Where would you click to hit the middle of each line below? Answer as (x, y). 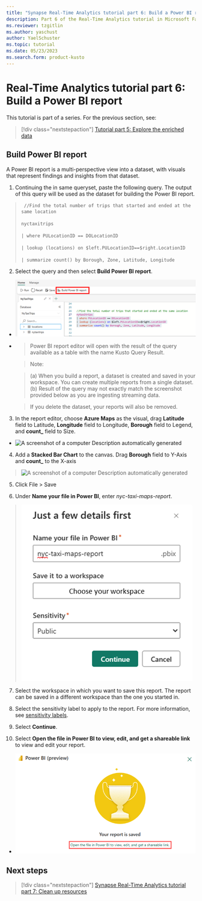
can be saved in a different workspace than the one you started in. (97, 697)
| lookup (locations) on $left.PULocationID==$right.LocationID (103, 248)
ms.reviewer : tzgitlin (35, 25)
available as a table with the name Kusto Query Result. (97, 352)
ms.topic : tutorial (31, 45)
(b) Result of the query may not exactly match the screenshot (106, 388)
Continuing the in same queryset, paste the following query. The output (103, 187)
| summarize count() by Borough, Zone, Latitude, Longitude (98, 260)
